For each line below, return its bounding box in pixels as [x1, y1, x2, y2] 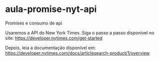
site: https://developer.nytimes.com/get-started [5, 35, 103, 41]
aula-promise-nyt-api [5, 3, 97, 15]
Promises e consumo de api [5, 20, 62, 26]
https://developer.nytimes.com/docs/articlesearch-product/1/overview [5, 50, 150, 56]
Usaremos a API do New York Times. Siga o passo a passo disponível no [5, 29, 155, 35]
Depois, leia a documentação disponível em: [5, 44, 96, 50]
